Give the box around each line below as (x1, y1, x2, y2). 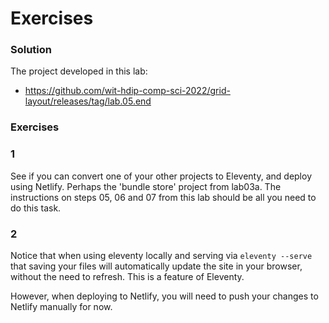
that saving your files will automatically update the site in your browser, (10, 260, 303, 272)
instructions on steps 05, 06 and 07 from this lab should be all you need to (10, 191, 317, 203)
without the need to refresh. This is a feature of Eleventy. (10, 271, 245, 282)
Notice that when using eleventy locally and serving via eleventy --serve (10, 250, 313, 261)
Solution (10, 43, 53, 57)
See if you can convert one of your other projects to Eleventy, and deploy (10, 170, 312, 182)
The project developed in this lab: (10, 65, 148, 77)
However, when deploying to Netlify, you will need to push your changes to (10, 290, 319, 302)
